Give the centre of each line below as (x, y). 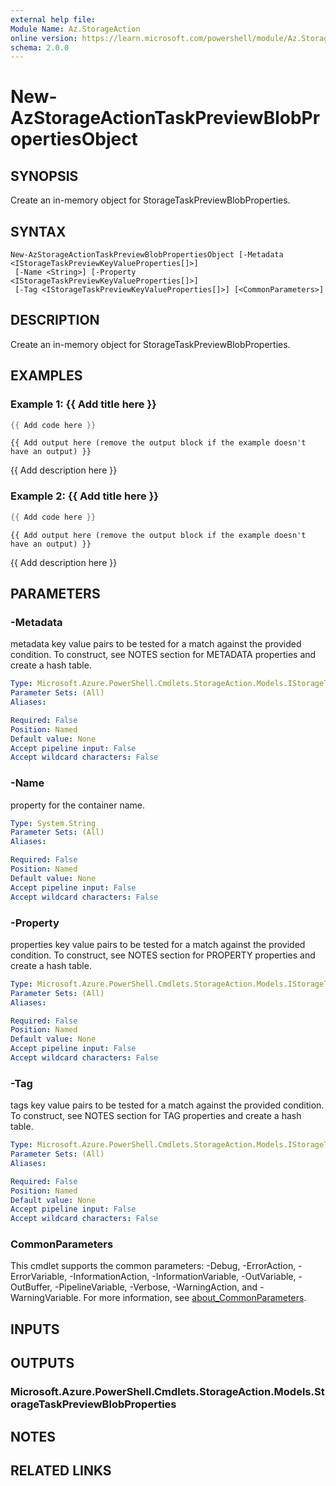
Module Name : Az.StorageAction (75, 29)
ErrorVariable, (39, 1277)
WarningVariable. (46, 1298)
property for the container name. (78, 805)
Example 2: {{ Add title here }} (85, 496)
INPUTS (35, 1329)
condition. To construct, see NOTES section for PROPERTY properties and (163, 955)
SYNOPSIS (44, 176)
